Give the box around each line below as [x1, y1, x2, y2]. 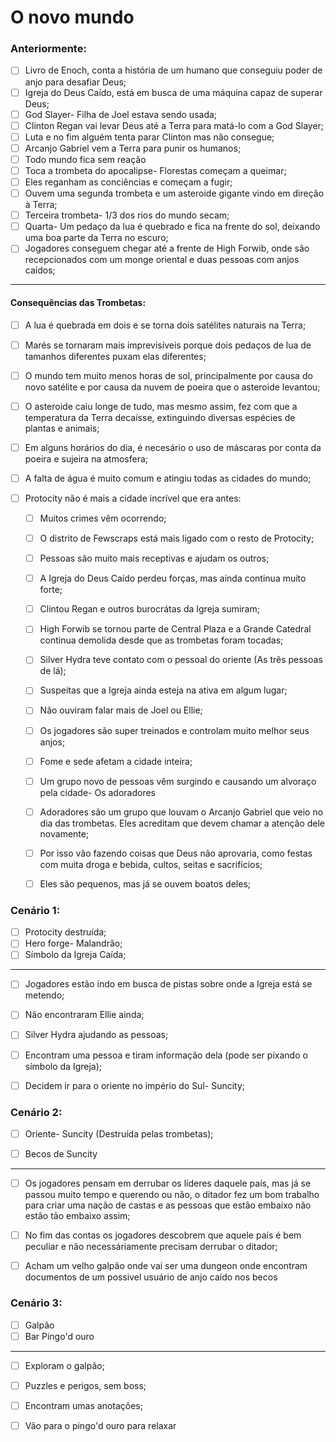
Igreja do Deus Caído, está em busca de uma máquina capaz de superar [24, 86, 323, 98]
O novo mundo [10, 6, 135, 29]
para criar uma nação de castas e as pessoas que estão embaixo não [24, 1199, 312, 1211]
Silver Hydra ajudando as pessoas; [24, 1029, 169, 1041]
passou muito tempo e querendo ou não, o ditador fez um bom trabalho [24, 1189, 320, 1201]
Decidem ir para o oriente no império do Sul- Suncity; [24, 1079, 246, 1091]
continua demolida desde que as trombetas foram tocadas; [39, 634, 284, 646]
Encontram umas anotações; [24, 1399, 143, 1411]
